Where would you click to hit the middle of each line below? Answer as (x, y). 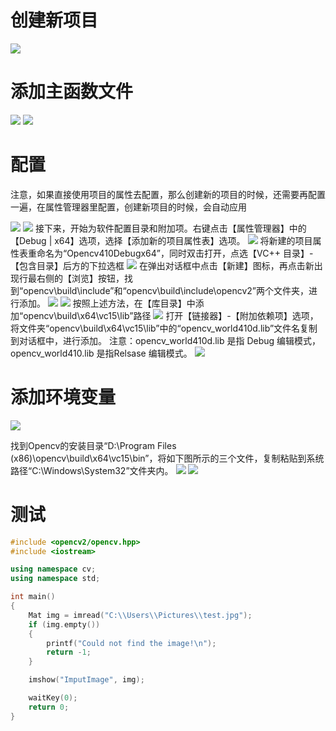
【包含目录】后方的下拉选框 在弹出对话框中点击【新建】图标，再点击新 (162, 265)
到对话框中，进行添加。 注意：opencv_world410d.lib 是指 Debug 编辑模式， (166, 340)
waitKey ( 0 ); (53, 698)
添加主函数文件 (72, 92)
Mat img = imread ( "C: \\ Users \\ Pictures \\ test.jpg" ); (140, 615)
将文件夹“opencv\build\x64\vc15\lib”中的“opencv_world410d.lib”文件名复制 (164, 328)
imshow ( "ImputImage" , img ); (86, 680)
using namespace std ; (55, 579)
